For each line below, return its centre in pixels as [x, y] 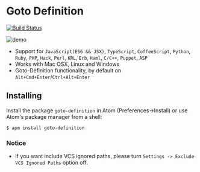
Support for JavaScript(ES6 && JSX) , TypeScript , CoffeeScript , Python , [103, 51]
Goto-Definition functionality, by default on [68, 70]
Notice [16, 143]
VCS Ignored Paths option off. [52, 163]
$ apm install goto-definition [45, 128]
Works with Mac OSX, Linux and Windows [67, 64]
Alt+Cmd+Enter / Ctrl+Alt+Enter [52, 77]
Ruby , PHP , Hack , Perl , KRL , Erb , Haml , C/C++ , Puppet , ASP [81, 57]
